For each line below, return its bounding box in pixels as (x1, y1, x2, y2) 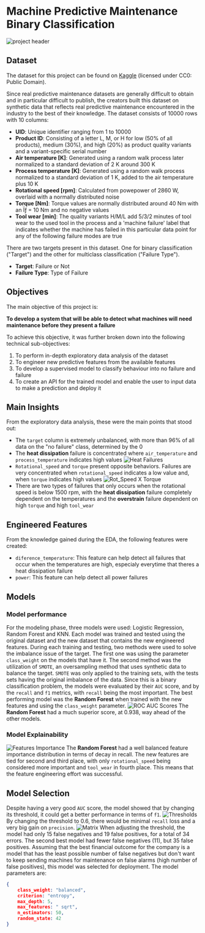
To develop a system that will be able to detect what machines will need (6, 314, 192, 322)
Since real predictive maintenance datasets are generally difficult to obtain (6, 90, 194, 97)
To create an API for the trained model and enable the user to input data (15, 378, 197, 385)
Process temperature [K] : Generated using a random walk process (15, 167, 185, 174)
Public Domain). (6, 78, 47, 85)
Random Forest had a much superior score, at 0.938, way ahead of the (6, 708, 186, 715)
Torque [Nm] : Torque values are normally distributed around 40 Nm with (15, 199, 199, 207)
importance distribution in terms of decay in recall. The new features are (6, 751, 189, 758)
